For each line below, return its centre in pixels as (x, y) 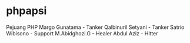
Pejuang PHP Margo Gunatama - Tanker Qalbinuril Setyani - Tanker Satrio (95, 27)
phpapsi (26, 11)
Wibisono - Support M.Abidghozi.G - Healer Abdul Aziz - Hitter (82, 33)
